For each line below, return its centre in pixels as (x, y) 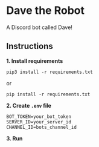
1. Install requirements (35, 60)
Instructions (30, 46)
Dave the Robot (45, 11)
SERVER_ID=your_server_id (39, 122)
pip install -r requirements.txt (48, 94)
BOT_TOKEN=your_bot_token (39, 116)
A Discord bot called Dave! (39, 27)
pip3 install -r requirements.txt (50, 72)
